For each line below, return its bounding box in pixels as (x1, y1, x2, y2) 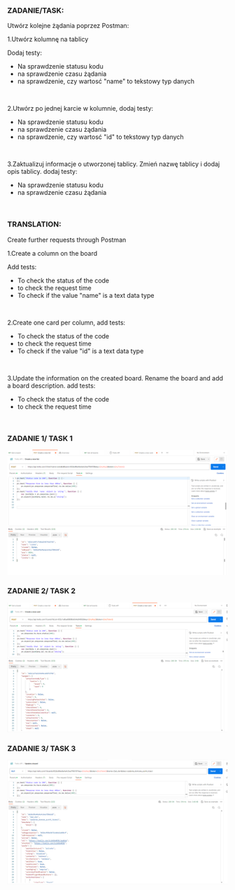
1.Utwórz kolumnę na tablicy (7, 35, 89, 43)
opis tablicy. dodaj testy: (7, 167, 78, 176)
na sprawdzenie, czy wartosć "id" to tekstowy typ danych (17, 132, 184, 142)
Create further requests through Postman (7, 235, 127, 244)
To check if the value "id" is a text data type (17, 346, 144, 355)
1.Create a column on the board (7, 249, 98, 257)
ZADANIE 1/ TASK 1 (7, 433, 73, 443)
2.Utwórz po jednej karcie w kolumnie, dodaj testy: (7, 104, 154, 113)
